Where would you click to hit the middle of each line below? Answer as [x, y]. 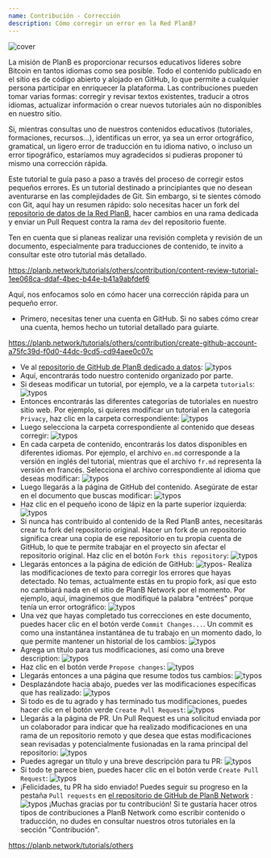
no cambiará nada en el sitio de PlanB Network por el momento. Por [133, 589]
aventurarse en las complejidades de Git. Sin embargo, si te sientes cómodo [135, 196]
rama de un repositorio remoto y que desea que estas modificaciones [135, 735]
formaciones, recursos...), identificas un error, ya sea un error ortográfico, [131, 137]
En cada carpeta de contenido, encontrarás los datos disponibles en [133, 444]
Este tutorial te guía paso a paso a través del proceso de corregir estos [126, 179]
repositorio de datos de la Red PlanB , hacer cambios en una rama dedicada [133, 213]
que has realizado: [51, 692]
